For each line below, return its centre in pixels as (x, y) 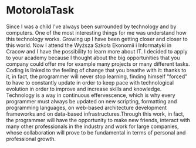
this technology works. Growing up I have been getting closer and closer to (97, 39)
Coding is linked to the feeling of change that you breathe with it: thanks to (96, 70)
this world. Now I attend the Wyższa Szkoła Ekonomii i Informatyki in (89, 45)
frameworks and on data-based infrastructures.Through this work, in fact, (95, 114)
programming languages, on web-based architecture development (87, 107)
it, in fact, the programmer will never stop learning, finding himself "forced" (97, 76)
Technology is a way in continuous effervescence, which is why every (91, 95)
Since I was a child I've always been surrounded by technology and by (91, 26)
